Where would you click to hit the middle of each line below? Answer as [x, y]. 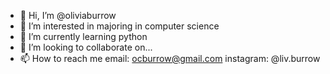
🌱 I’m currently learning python [83, 36]
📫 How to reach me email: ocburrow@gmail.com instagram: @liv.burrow [170, 58]
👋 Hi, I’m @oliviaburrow [68, 15]
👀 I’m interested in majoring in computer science [119, 26]
